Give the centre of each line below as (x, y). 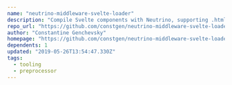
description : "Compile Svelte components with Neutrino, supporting (108, 20)
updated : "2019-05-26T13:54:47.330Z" (61, 52)
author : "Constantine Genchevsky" (57, 33)
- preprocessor (35, 71)
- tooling (27, 64)
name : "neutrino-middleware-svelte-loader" (71, 13)
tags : (15, 58)
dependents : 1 (28, 45)
